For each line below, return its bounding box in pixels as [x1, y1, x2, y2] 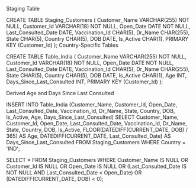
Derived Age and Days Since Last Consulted [6, 90, 114, 96]
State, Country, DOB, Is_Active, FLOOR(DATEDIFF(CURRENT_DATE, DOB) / [6, 127, 188, 133]
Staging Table [6, 5, 40, 12]
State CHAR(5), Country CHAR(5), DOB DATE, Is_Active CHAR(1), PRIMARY [6, 35, 189, 42]
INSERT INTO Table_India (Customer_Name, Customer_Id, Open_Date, [6, 101, 178, 108]
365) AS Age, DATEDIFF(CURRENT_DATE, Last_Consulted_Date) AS [6, 132, 171, 140]
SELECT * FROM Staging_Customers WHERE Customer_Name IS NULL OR [6, 157, 188, 163]
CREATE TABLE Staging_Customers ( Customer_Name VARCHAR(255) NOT [6, 17, 190, 23]
